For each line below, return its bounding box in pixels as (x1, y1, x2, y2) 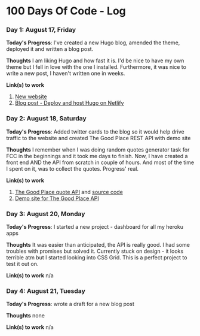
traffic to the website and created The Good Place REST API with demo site (6, 134, 191, 141)
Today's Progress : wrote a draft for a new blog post (6, 301, 134, 308)
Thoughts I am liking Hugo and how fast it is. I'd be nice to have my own (6, 57, 184, 64)
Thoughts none (6, 312, 45, 319)
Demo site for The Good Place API (14, 195, 100, 202)
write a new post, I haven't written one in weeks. (6, 70, 125, 77)
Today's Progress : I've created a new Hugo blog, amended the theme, (6, 39, 180, 46)
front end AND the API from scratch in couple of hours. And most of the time (6, 159, 195, 166)
